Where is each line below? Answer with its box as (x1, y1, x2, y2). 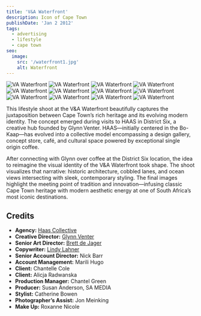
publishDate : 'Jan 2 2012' (6, 20, 74, 26)
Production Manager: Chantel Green (14, 278, 107, 285)
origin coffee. (6, 143, 40, 151)
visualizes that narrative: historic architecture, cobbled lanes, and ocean (6, 168, 185, 175)
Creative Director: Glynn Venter (14, 233, 95, 240)
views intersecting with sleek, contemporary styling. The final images (6, 174, 178, 182)
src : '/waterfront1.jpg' (17, 59, 79, 65)
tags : (6, 25, 20, 32)
